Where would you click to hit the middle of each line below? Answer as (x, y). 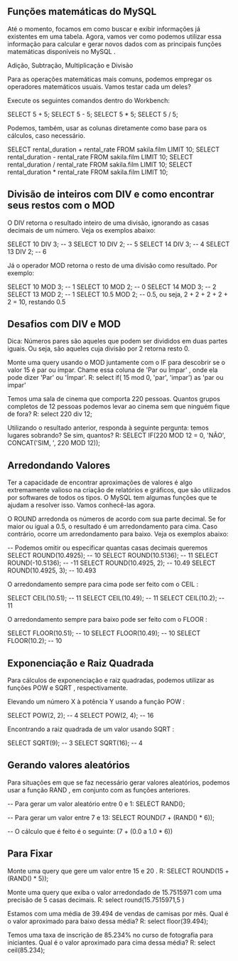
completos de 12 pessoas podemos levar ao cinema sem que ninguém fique (119, 407)
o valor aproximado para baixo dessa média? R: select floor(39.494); (108, 921)
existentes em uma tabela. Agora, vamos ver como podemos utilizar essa (114, 36)
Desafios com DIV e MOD (64, 324)
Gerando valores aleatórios (69, 765)
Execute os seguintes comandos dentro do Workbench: (89, 100)
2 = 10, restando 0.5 (37, 302)
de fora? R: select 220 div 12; (50, 414)
